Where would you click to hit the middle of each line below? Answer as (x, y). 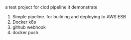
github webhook (29, 27)
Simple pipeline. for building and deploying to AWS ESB (69, 17)
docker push (25, 32)
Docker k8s (24, 22)
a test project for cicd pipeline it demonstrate (51, 7)
